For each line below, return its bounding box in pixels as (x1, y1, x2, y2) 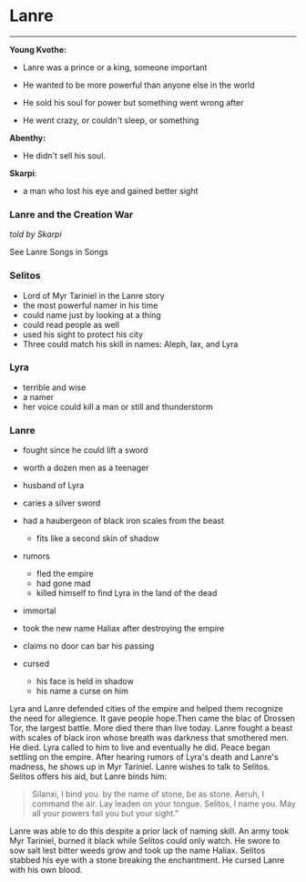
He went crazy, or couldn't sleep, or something (22, 115, 199, 126)
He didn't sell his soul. (22, 149, 107, 160)
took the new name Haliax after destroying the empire (22, 623, 225, 634)
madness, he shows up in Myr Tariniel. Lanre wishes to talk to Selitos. (9, 762, 270, 773)
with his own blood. (9, 865, 83, 876)
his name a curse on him (36, 685, 129, 697)
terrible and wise (22, 382, 87, 393)
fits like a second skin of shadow (36, 533, 159, 544)
